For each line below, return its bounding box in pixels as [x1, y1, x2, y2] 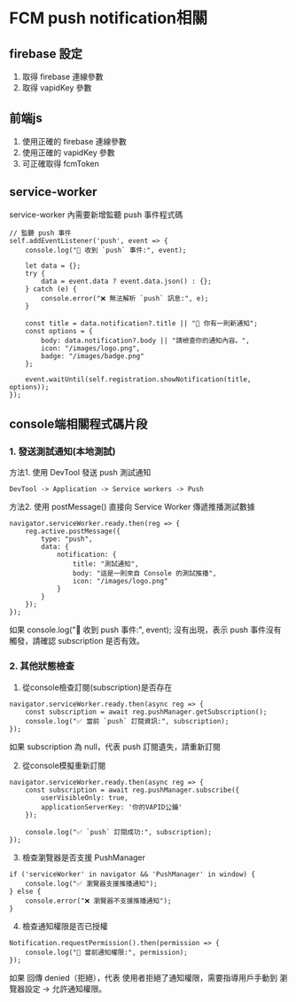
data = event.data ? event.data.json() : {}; [41, 277, 213, 286]
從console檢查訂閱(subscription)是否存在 [21, 682, 173, 693]
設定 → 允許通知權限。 [24, 983, 107, 994]
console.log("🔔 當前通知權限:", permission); [25, 948, 188, 957]
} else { [9, 887, 42, 896]
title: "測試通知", [72, 560, 139, 568]
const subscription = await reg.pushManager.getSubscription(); [25, 707, 268, 716]
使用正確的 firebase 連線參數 [21, 136, 127, 146]
